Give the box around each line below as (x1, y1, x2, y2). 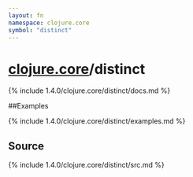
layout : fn (8, 11, 44, 20)
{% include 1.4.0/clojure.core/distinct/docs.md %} (8, 86, 171, 95)
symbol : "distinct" (8, 26, 72, 34)
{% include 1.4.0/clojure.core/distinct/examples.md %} (8, 116, 186, 126)
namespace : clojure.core (8, 19, 90, 27)
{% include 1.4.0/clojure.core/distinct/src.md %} (8, 160, 165, 170)
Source (8, 139, 45, 153)
